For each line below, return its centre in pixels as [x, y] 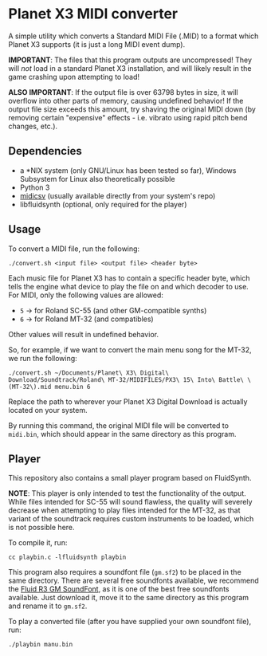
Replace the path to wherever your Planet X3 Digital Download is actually [128, 401]
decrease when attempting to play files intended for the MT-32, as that [124, 510]
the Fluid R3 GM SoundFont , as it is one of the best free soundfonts [119, 589]
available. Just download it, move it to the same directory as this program [129, 598]
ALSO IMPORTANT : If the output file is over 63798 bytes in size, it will [123, 92]
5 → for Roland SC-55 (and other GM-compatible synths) [113, 310]
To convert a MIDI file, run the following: [74, 249]
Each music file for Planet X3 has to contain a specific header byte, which [129, 278]
